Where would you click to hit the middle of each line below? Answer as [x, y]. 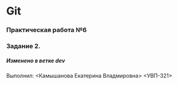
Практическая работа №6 [47, 30]
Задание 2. [24, 46]
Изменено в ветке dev [36, 60]
